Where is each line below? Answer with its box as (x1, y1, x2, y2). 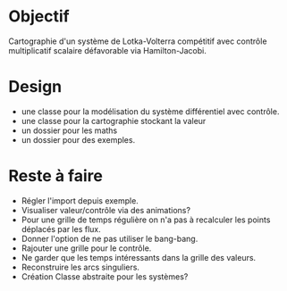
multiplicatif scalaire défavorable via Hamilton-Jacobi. (8, 45, 207, 55)
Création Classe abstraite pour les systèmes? (21, 270, 189, 282)
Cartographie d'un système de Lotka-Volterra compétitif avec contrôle (8, 36, 267, 46)
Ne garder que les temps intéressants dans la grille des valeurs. (21, 252, 257, 262)
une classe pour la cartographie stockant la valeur (21, 115, 207, 126)
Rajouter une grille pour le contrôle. (21, 243, 152, 254)
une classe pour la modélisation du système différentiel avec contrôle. (21, 105, 280, 117)
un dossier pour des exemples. (21, 134, 136, 145)
